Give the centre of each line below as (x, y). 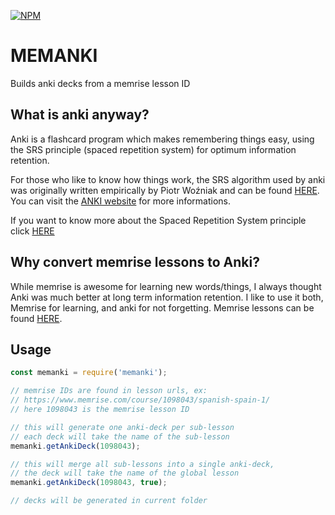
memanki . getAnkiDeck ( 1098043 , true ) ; (89, 483)
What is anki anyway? (80, 115)
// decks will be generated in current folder (109, 501)
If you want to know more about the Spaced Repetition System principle (158, 220)
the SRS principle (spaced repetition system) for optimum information (153, 149)
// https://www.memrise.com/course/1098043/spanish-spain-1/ (140, 400)
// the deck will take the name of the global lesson (125, 473)
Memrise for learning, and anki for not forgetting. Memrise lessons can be (162, 307)
